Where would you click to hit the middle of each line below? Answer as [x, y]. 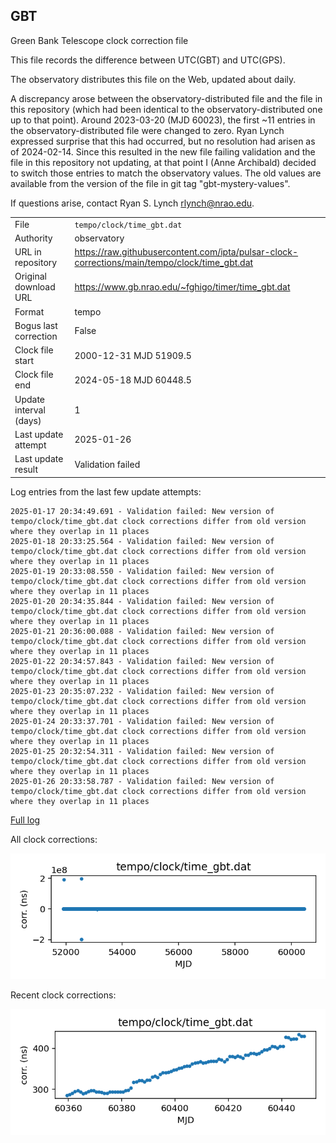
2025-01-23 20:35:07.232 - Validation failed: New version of [142, 691]
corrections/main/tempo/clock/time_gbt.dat [164, 263]
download [35, 287]
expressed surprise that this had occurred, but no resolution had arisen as [163, 141]
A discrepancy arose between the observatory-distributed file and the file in [166, 98]
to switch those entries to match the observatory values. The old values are [166, 173]
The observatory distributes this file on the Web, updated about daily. [153, 79]
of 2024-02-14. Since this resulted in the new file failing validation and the [163, 151]
